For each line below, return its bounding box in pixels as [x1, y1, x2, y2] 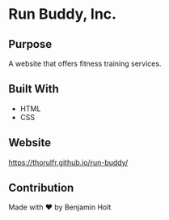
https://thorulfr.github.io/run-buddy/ [8, 157, 129, 167]
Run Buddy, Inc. [8, 5, 117, 24]
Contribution [8, 181, 74, 195]
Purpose [8, 37, 53, 51]
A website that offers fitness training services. [8, 58, 162, 68]
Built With [8, 82, 59, 96]
